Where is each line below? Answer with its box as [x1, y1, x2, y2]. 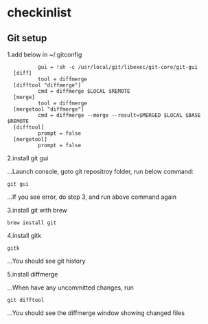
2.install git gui [7, 154, 49, 162]
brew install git [7, 219, 57, 226]
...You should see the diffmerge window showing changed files [7, 309, 185, 317]
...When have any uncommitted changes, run [7, 283, 134, 292]
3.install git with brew [7, 206, 67, 214]
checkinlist [7, 5, 72, 21]
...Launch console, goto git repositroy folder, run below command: [7, 167, 194, 175]
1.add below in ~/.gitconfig [7, 50, 82, 58]
